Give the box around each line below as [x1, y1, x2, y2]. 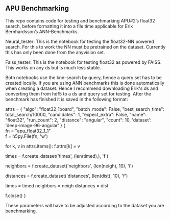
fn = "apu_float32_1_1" [5, 128, 51, 134]
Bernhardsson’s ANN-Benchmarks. [5, 28, 79, 35]
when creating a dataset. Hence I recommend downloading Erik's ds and [5, 85, 158, 91]
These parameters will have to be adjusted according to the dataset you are [5, 202, 164, 208]
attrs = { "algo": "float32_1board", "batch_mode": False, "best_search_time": [5, 106, 165, 112]
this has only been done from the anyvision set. [5, 49, 105, 55]
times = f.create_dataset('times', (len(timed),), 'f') [5, 153, 109, 159]
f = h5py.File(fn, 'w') [5, 133, 48, 139]
